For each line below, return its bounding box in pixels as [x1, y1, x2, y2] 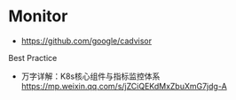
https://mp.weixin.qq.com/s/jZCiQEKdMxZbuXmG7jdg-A [20, 81, 227, 91]
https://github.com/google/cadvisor [20, 35, 153, 46]
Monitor [8, 6, 68, 27]
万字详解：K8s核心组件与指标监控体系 [20, 71, 161, 81]
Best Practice [8, 52, 58, 63]
